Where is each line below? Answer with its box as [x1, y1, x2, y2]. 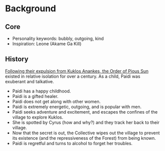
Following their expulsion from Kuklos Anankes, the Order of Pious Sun [5, 68, 149, 74]
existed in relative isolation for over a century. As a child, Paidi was [5, 73, 140, 79]
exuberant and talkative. [5, 78, 54, 84]
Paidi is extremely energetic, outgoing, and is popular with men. [12, 104, 142, 110]
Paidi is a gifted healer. [12, 93, 59, 99]
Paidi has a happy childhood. [12, 88, 71, 94]
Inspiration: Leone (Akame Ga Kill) [12, 41, 82, 47]
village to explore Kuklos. [12, 114, 64, 120]
